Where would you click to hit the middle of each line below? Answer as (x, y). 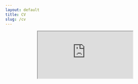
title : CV (16, 15)
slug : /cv (16, 19)
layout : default (22, 10)
